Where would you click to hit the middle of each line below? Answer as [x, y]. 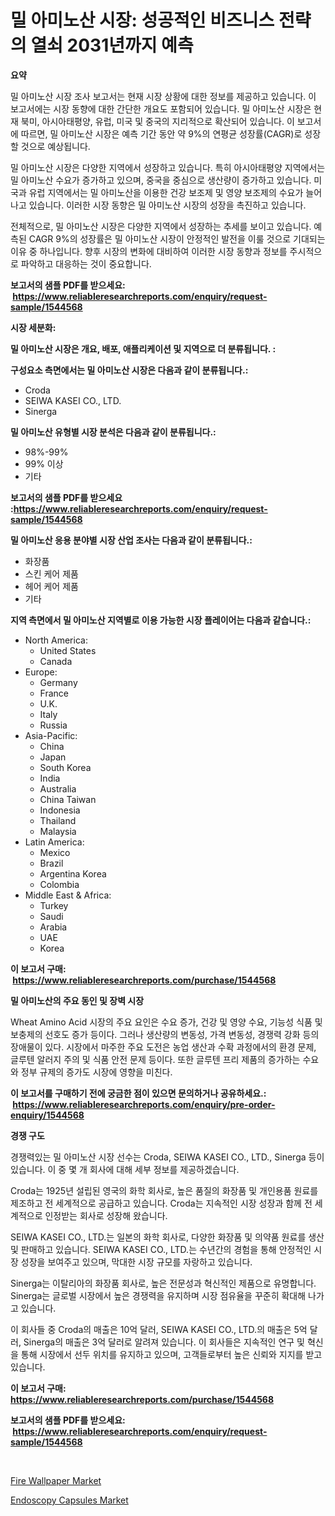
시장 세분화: [33, 327]
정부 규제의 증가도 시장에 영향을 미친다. [96, 1072]
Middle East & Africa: [68, 895]
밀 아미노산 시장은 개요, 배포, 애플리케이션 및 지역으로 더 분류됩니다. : [143, 348]
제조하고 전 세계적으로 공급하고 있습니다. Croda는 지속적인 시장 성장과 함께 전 [161, 1203]
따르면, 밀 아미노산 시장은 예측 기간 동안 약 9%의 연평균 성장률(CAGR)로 [161, 133]
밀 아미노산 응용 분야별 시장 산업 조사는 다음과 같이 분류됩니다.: [131, 540]
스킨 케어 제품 [51, 573]
